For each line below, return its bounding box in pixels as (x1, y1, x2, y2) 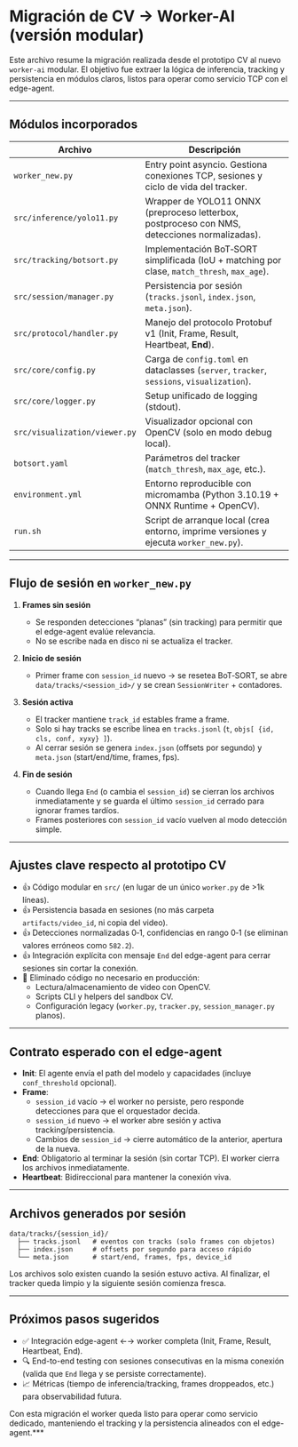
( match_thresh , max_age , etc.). (145, 462, 266, 475)
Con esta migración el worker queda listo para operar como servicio (9, 1408, 259, 1419)
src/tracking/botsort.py (13, 255, 119, 265)
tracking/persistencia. (35, 1124, 115, 1135)
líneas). (21, 895, 50, 906)
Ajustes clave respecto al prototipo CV (9, 858, 227, 873)
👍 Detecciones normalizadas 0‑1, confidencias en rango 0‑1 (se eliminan (21, 927, 288, 939)
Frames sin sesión (21, 599, 91, 610)
